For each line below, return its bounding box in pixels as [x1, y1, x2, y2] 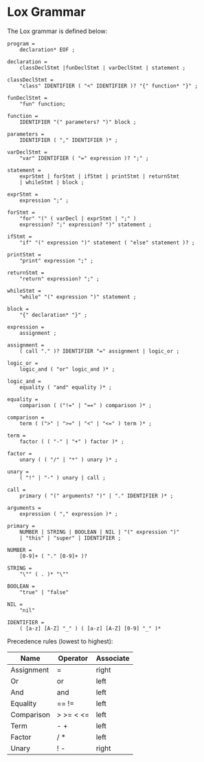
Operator [58, 653, 89, 663]
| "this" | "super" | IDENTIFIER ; [19, 535, 122, 542]
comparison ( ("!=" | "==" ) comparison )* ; [19, 402, 152, 409]
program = [7, 40, 36, 47]
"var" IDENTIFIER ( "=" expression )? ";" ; [19, 154, 149, 162]
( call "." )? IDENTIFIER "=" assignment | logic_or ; [19, 347, 180, 355]
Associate [95, 653, 130, 663]
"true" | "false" [19, 588, 69, 596]
